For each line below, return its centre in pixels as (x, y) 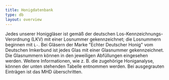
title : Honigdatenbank (29, 10)
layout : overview (24, 19)
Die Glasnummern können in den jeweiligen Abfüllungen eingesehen (77, 56)
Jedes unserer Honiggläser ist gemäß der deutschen (60, 34)
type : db (14, 15)
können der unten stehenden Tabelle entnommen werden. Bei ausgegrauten (85, 66)
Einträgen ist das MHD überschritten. (44, 72)
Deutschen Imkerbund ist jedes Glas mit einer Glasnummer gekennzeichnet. (84, 50)
